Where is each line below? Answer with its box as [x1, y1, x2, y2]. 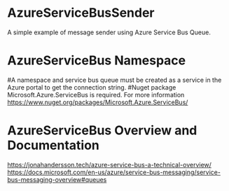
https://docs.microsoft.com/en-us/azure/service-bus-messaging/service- [7, 168, 221, 176]
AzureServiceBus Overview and [7, 122, 197, 139]
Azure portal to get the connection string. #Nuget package [7, 83, 176, 92]
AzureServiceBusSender [7, 5, 155, 21]
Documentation [7, 138, 100, 153]
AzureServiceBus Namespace [7, 52, 186, 69]
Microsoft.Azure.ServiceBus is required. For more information [7, 90, 185, 99]
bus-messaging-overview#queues [7, 175, 107, 183]
